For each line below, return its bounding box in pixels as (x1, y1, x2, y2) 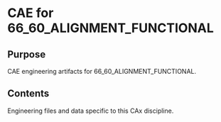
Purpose (7, 48, 46, 60)
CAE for (7, 5, 54, 21)
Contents (7, 87, 50, 100)
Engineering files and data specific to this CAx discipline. (7, 106, 174, 115)
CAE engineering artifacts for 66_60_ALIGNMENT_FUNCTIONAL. (7, 67, 197, 75)
